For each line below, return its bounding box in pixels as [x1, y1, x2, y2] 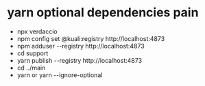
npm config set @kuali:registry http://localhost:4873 [16, 34, 165, 42]
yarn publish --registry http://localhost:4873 [16, 56, 143, 64]
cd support [16, 49, 49, 57]
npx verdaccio [16, 27, 58, 35]
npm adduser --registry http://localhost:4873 [16, 42, 145, 50]
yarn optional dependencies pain [7, 5, 199, 20]
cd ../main [16, 63, 46, 72]
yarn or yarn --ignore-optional [16, 70, 103, 79]
